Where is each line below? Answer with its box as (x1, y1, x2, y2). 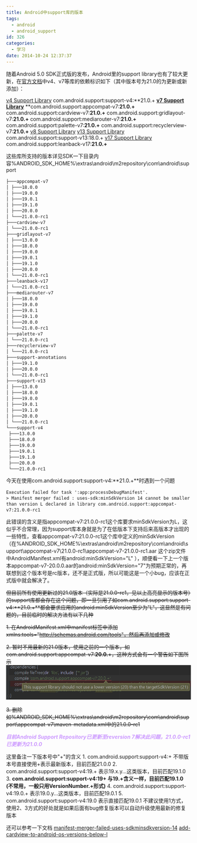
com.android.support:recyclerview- (101, 121, 187, 128)
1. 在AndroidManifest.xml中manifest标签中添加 (6, 624, 118, 631)
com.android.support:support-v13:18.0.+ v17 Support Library (6, 134, 152, 141)
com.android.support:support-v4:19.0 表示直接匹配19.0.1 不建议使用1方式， (6, 797, 186, 804)
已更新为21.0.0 (6, 741, 42, 748)
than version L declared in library (6, 501, 96, 507)
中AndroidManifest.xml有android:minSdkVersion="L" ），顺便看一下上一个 (6, 554, 184, 561)
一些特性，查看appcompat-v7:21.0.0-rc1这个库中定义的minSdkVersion (6, 533, 175, 540)
